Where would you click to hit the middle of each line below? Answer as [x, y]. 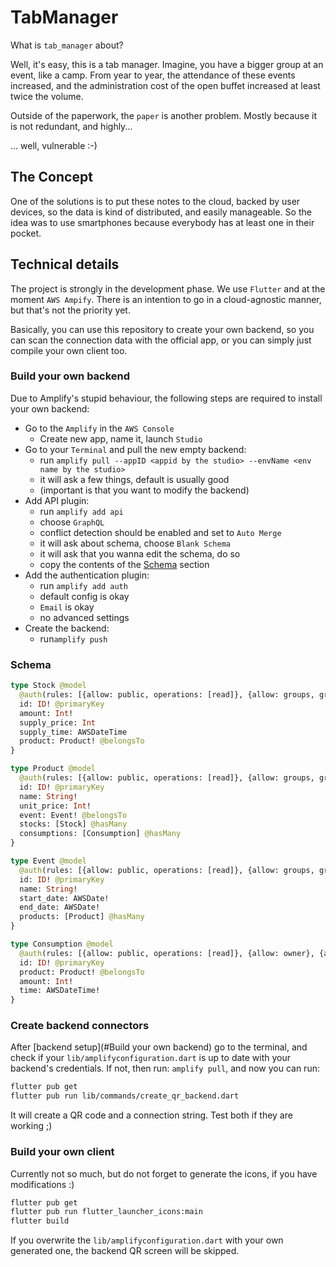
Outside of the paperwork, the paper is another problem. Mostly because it [164, 115]
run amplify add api [81, 511]
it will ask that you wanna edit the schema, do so [140, 553]
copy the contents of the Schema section [124, 564]
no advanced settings [84, 617]
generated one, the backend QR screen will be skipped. [125, 1251]
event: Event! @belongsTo [73, 815]
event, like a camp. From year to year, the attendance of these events [153, 75]
